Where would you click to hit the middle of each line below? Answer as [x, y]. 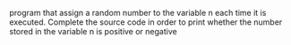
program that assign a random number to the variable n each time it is [138, 13]
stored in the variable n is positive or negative [93, 31]
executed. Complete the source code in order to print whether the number [146, 22]
